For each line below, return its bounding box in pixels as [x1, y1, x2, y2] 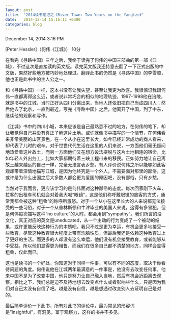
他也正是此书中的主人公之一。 [5, 76, 68, 82]
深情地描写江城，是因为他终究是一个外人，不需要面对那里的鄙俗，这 [22, 168, 166, 174]
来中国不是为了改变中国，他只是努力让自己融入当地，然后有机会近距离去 [5, 273, 157, 279]
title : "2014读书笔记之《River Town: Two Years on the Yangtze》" [5, 12, 144, 17]
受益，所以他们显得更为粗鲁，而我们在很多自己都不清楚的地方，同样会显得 [9, 243, 166, 249]
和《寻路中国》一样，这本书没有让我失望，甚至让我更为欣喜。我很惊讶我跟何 [5, 87, 166, 93]
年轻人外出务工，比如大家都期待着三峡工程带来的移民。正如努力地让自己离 [9, 155, 166, 161]
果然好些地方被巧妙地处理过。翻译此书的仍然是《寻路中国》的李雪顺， [18, 70, 166, 76]
